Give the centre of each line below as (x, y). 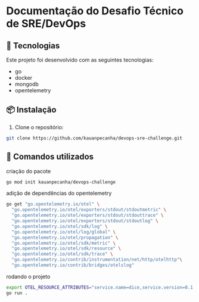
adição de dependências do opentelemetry (59, 193)
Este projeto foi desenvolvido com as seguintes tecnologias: (80, 60)
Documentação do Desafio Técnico (95, 11)
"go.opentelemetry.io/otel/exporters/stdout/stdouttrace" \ (88, 216)
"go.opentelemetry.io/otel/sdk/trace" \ (62, 254)
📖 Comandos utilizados (50, 157)
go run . (17, 293)
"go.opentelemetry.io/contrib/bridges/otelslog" (73, 265)
